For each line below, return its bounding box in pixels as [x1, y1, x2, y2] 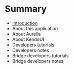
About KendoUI [12, 36, 44, 42]
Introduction [12, 20, 38, 26]
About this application [12, 25, 58, 31]
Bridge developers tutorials [12, 52, 69, 59]
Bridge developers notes [12, 58, 64, 64]
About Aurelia [12, 31, 41, 37]
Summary [5, 3, 47, 15]
